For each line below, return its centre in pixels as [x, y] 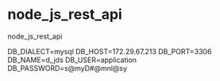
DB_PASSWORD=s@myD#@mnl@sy [68, 68]
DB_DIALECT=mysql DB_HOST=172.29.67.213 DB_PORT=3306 [110, 51]
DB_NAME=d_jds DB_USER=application [72, 60]
